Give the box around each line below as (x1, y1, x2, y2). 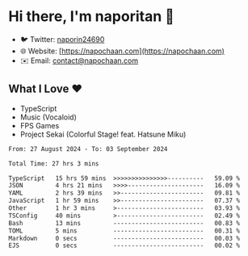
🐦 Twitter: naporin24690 (19, 34, 105, 44)
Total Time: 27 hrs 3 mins (8, 159, 99, 168)
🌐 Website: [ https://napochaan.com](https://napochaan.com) (19, 46, 225, 56)
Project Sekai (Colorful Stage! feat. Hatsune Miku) (19, 129, 187, 139)
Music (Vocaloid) (19, 112, 77, 122)
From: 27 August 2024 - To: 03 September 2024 (8, 145, 168, 153)
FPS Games (19, 120, 60, 130)
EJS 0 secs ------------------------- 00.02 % (8, 241, 241, 250)
